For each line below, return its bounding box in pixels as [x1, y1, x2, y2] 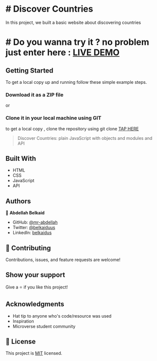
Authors [5, 197, 31, 205]
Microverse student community [12, 323, 76, 329]
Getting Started [5, 66, 54, 75]
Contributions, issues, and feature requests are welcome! [5, 257, 121, 263]
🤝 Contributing [5, 244, 51, 252]
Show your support [5, 271, 65, 279]
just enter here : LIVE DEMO [5, 47, 120, 58]
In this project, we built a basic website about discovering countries [5, 19, 141, 25]
